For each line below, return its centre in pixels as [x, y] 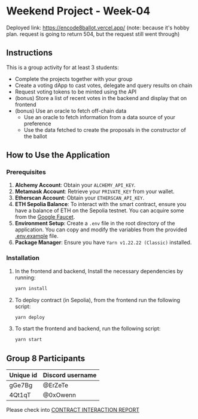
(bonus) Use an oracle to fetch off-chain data [71, 111]
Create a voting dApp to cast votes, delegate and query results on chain [103, 85]
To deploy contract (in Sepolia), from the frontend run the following [98, 300]
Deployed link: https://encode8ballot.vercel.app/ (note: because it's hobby [98, 28]
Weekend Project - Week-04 [78, 11]
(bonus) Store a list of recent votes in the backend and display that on [101, 98]
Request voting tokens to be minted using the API [76, 92]
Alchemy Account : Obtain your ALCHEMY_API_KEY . [75, 185]
